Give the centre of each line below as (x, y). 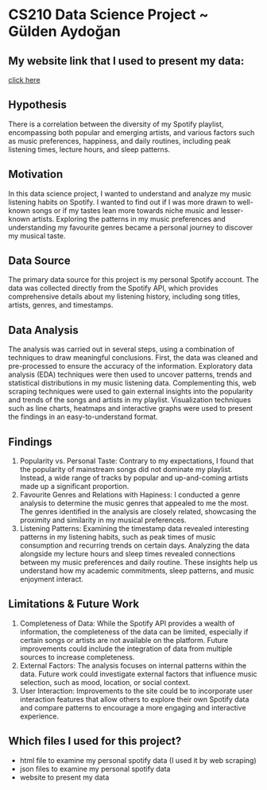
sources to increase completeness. (77, 656)
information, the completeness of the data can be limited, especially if (134, 631)
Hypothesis (38, 105)
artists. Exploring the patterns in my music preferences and (129, 219)
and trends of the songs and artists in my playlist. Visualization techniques (130, 400)
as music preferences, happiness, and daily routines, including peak (120, 141)
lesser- (232, 210)
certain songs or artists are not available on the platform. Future (124, 640)
